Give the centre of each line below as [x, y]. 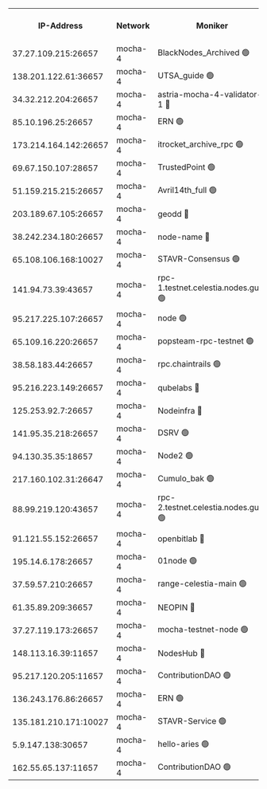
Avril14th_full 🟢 [187, 190]
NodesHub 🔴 [181, 653]
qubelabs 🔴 [179, 388]
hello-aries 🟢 [184, 744]
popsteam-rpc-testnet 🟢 [206, 340]
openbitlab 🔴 [181, 539]
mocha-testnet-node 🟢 [203, 629]
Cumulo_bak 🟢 [186, 478]
